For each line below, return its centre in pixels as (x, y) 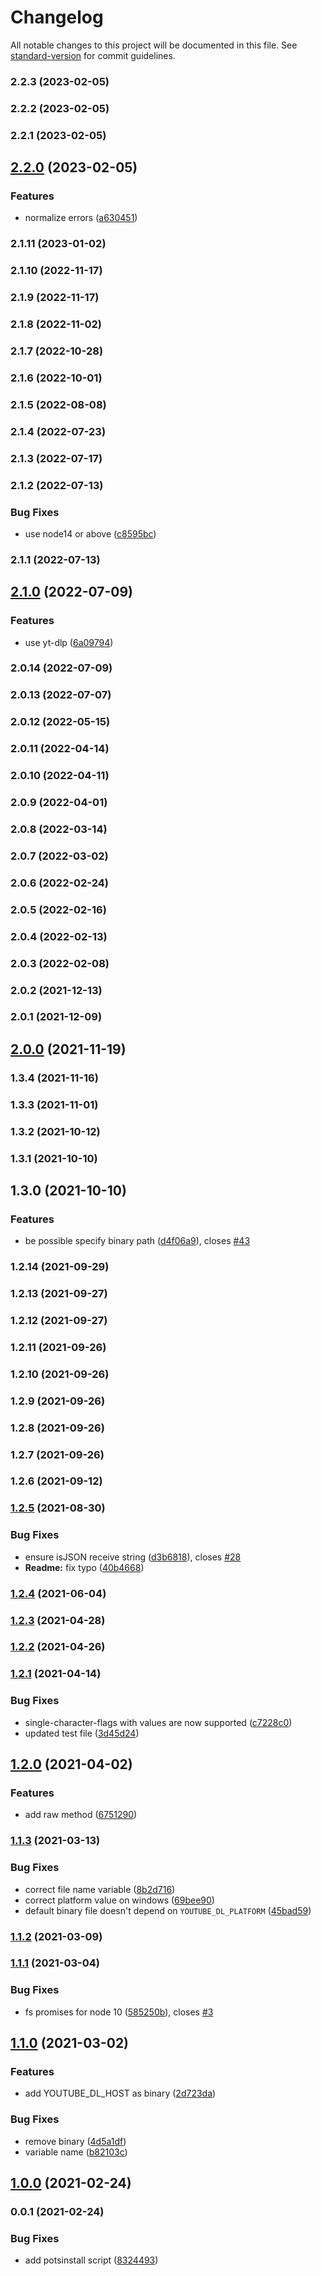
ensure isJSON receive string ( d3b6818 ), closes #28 (133, 1557)
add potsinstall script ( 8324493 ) (91, 2260)
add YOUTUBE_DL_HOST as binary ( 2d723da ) (120, 2093)
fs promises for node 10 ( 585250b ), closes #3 (119, 2012)
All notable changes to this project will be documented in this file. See (154, 45)
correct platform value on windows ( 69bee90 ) (119, 1900)
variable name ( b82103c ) (76, 2152)
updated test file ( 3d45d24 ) (82, 1733)
